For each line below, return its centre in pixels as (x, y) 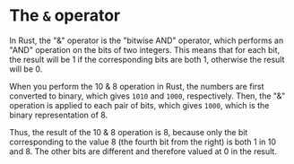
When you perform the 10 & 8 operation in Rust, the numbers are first (137, 86)
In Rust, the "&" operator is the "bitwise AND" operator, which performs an (147, 40)
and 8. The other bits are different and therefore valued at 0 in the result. (143, 151)
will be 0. (26, 69)
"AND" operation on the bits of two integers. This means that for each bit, (145, 49)
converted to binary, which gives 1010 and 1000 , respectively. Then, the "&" (147, 96)
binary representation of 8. (59, 115)
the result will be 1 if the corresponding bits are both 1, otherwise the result (147, 59)
